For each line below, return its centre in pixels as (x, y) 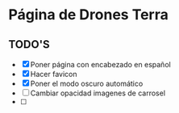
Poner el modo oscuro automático (87, 83)
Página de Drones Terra (89, 15)
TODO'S (29, 44)
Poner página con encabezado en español (100, 65)
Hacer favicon (54, 74)
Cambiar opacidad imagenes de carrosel (98, 93)
